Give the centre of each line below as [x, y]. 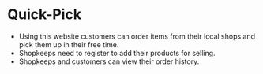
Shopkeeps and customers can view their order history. [109, 61]
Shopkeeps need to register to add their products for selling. [117, 53]
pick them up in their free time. [69, 44]
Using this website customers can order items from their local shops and [137, 36]
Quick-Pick [45, 15]
